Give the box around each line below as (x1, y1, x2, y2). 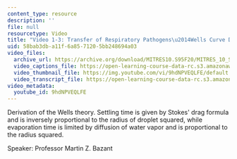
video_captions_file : (13, 63, 78, 70)
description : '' (7, 17, 55, 24)
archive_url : (13, 56, 52, 63)
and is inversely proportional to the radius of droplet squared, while (7, 115, 203, 124)
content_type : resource (7, 10, 78, 18)
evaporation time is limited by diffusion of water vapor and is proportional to (7, 123, 228, 132)
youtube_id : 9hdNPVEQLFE (13, 89, 87, 96)
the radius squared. (7, 131, 64, 139)
